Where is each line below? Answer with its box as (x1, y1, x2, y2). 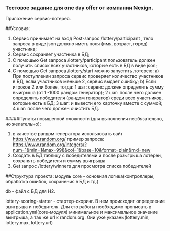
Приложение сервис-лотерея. (5, 16, 71, 22)
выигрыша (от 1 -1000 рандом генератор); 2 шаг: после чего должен (12, 90, 161, 96)
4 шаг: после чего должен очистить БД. (12, 106, 100, 112)
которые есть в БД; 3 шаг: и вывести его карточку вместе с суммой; (12, 100, 163, 106)
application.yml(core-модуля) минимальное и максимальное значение (5, 209, 158, 215)
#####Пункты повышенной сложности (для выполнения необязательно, (5, 115, 163, 122)
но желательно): (5, 121, 41, 127)
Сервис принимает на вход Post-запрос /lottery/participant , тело (12, 35, 154, 42)
